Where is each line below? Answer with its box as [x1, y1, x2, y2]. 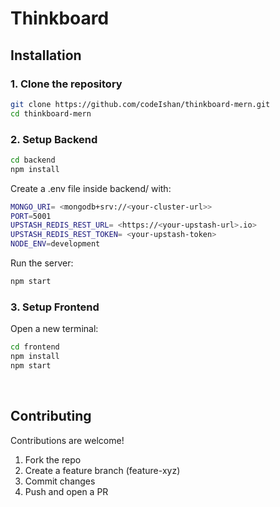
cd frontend [10, 342, 60, 352]
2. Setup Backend [10, 132, 98, 146]
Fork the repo [24, 453, 82, 466]
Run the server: [10, 257, 74, 269]
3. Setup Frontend [10, 300, 100, 314]
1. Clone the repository [10, 77, 123, 91]
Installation [10, 47, 82, 64]
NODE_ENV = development [10, 239, 101, 249]
